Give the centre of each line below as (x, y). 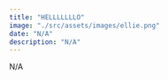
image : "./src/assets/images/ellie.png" (85, 25)
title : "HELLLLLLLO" (47, 17)
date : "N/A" (31, 33)
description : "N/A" (45, 42)
